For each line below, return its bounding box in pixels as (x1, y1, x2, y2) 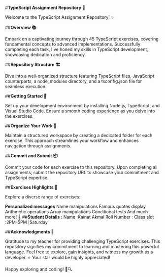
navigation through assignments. (5, 143, 72, 148)
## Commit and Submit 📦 (5, 153, 58, 158)
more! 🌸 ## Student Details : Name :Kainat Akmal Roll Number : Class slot (5, 214, 154, 220)
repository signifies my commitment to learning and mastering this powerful (5, 244, 159, 249)
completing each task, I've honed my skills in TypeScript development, (5, 46, 149, 52)
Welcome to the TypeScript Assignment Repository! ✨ (5, 14, 115, 20)
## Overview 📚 (5, 25, 37, 30)
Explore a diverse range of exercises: (5, 194, 81, 200)
